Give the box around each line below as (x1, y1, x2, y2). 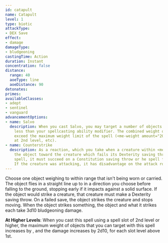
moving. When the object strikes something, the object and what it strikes (5, 202, 157, 208)
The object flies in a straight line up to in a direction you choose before (5, 180, 151, 186)
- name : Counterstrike (5, 143, 52, 148)
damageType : (5, 45, 30, 50)
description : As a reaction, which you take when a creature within (9, 148, 155, 153)
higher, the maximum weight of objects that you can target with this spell (5, 222, 155, 228)
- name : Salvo (5, 119, 35, 125)
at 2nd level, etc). (14, 138, 57, 143)
